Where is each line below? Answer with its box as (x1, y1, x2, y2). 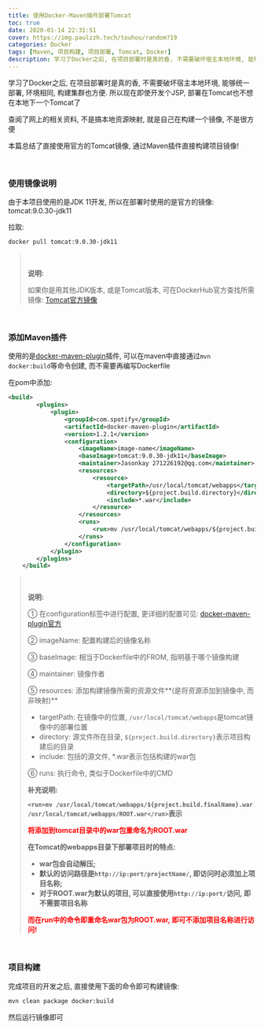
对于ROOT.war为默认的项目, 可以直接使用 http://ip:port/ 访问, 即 (38, 889, 251, 898)
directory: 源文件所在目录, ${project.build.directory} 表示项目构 (38, 732, 251, 742)
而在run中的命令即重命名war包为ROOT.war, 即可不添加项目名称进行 (27, 915, 247, 925)
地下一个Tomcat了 (21, 98, 81, 107)
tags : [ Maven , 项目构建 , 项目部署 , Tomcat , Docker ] (8, 48, 171, 56)
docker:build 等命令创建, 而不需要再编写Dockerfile (8, 361, 170, 371)
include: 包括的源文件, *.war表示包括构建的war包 (38, 752, 196, 761)
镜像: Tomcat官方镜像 (27, 295, 97, 305)
